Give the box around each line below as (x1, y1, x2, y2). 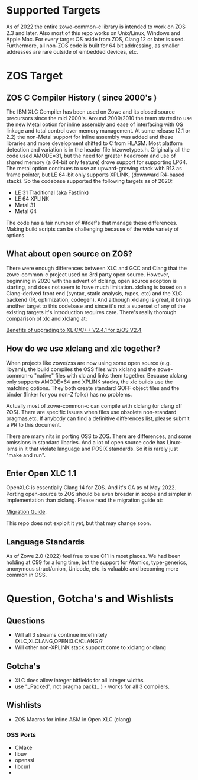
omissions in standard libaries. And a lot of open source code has (6, 439, 165, 446)
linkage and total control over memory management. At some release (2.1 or (6, 127, 191, 134)
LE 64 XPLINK (14, 195, 49, 202)
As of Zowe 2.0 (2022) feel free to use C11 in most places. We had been (6, 553, 181, 560)
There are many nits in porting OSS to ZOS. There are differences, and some (6, 433, 192, 440)
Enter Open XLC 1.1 (6, 468, 77, 478)
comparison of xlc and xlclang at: (6, 315, 87, 322)
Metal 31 (14, 201, 35, 208)
